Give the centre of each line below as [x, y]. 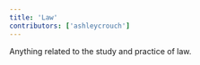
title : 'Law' [34, 17]
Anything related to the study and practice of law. [100, 51]
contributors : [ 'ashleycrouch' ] [70, 26]
